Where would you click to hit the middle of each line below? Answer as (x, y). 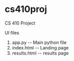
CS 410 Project (20, 23)
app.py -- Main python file (39, 42)
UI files (12, 32)
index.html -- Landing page (40, 47)
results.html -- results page (40, 53)
